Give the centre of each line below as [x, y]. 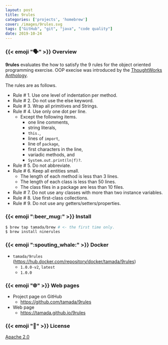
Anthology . [17, 76]
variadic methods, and [51, 155]
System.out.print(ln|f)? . [55, 160]
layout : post [19, 10]
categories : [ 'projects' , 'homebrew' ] [46, 19]
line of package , [44, 144]
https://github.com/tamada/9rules [56, 302]
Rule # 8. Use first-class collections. [50, 198]
